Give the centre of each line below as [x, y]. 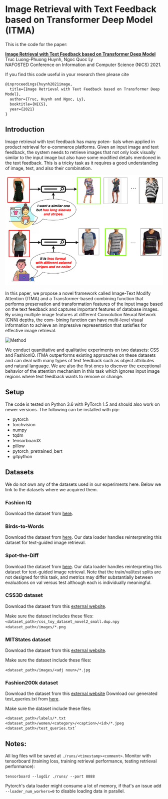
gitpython [22, 456]
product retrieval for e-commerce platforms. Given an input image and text [82, 147]
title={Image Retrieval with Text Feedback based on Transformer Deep [85, 89]
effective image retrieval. [31, 331]
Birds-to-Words [24, 526]
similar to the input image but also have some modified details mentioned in [83, 157]
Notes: [16, 744]
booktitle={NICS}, [29, 104]
